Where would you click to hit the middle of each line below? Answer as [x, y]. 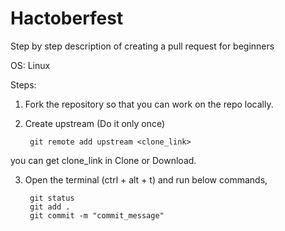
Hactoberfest [67, 18]
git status [52, 198]
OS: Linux [30, 65]
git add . [50, 207]
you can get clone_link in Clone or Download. [103, 160]
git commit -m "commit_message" [97, 215]
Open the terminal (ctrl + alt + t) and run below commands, [146, 179]
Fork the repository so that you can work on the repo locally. [149, 104]
